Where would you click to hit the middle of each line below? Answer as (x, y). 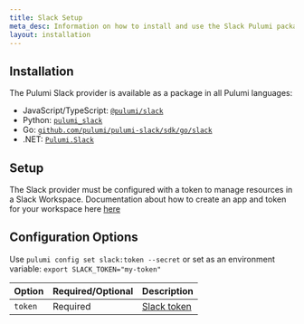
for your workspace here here (65, 209)
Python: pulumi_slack (62, 120)
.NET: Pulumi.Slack (58, 139)
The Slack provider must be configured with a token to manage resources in (151, 190)
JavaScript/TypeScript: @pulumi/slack (93, 110)
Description (168, 291)
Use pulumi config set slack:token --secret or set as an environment (142, 259)
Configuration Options (74, 238)
